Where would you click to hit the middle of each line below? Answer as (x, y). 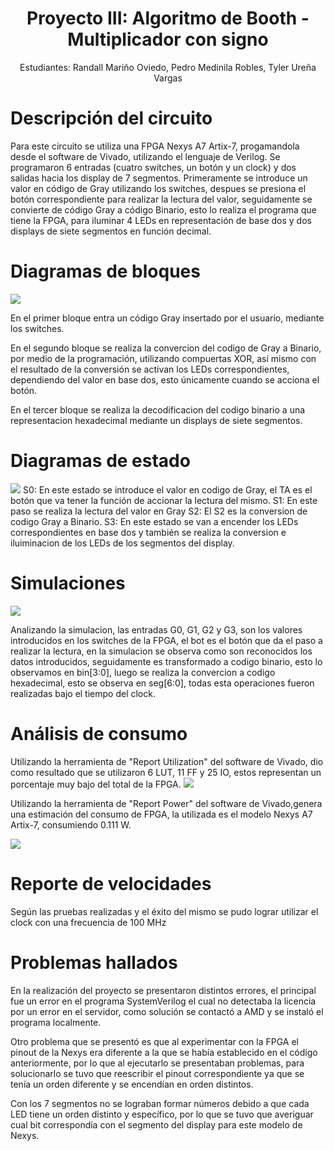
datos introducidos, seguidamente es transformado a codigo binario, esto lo (166, 661)
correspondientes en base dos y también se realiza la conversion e (148, 532)
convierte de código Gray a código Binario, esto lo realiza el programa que (163, 209)
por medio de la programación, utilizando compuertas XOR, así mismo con (163, 358)
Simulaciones (68, 583)
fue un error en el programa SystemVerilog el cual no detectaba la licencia (163, 1001)
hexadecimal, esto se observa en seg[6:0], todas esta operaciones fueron (162, 683)
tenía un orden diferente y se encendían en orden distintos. (132, 1084)
